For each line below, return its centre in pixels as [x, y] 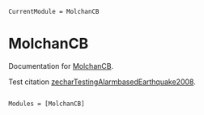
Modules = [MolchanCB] [47, 104]
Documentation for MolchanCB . [61, 66]
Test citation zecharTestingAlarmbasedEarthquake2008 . [102, 82]
